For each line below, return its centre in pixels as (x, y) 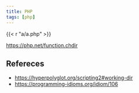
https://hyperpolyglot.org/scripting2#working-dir (74, 78)
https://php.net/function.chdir (42, 45)
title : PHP (19, 11)
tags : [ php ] (21, 17)
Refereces (25, 63)
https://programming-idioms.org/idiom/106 (66, 84)
